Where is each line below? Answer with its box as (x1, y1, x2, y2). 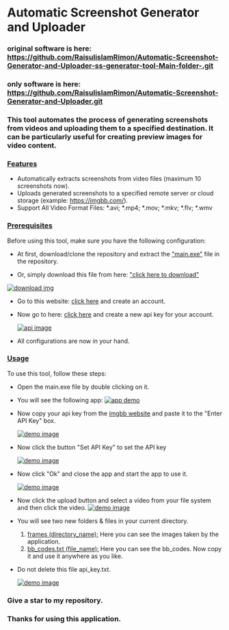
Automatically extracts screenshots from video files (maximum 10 (16, 175, 202, 183)
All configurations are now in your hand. (16, 337, 130, 345)
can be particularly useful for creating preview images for (7, 132, 203, 141)
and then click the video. (16, 503, 87, 511)
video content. (7, 141, 57, 150)
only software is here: (7, 80, 81, 89)
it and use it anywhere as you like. (27, 552, 123, 560)
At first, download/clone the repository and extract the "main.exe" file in (16, 250, 220, 258)
